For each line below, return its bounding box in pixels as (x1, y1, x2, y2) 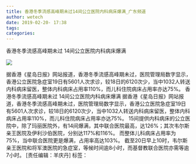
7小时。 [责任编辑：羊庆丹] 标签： (6, 152, 88, 159)
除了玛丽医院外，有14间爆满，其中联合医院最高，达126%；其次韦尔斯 (21, 122, 190, 129)
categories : (6, 31, 35, 36)
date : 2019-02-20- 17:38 (6, 19, 67, 25)
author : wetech (6, 14, 43, 20)
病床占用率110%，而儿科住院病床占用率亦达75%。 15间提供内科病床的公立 (6, 115, 185, 122)
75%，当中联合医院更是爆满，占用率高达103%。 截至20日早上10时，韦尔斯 (6, 137, 188, 144)
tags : (6, 25, 19, 31)
